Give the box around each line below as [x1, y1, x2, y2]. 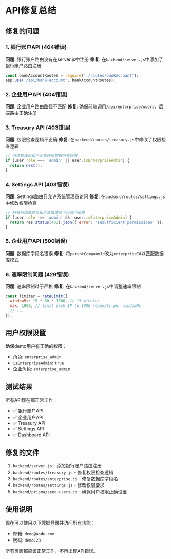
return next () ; [10, 163, 43, 168]
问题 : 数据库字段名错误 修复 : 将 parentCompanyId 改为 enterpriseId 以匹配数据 [5, 250, 164, 256]
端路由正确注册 [5, 110, 37, 116]
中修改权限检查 [5, 200, 37, 206]
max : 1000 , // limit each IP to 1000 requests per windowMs [10, 303, 141, 309]
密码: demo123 [12, 537, 41, 543]
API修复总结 [5, 5, 56, 16]
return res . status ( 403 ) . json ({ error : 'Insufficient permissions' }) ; [10, 220, 164, 225]
